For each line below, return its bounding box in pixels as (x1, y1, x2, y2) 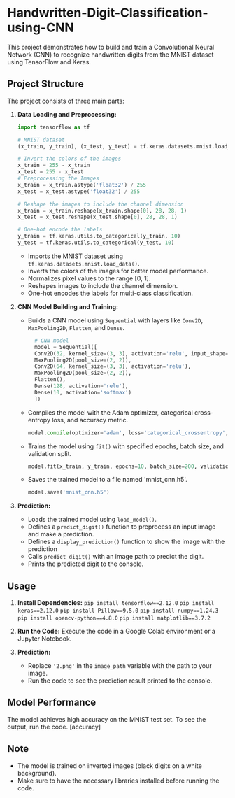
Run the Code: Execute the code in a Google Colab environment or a (17, 627, 215, 636)
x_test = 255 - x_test (17, 169, 84, 176)
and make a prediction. (27, 530, 94, 539)
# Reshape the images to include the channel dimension (17, 201, 184, 208)
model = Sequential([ (34, 343, 98, 350)
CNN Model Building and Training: (17, 302, 119, 311)
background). (17, 769, 57, 777)
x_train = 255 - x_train (17, 162, 90, 169)
